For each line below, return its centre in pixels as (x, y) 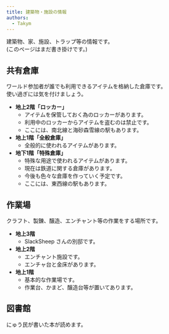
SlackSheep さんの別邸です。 (62, 241)
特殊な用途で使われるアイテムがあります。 (77, 161)
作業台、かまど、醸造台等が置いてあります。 (80, 287)
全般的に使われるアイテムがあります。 (72, 145)
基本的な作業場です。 (51, 280)
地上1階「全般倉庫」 (40, 138)
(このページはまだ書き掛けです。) (47, 49)
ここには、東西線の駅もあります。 (67, 184)
